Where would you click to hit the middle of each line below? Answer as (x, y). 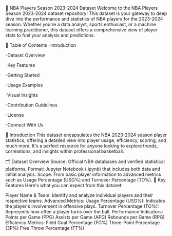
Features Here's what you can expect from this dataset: (64, 185)
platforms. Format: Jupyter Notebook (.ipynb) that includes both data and (83, 169)
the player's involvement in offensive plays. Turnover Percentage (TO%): (82, 206)
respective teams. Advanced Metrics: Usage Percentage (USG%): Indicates (85, 201)
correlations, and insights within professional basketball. (65, 151)
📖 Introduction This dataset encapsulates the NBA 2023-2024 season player (86, 135)
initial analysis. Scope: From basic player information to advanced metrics (83, 174)
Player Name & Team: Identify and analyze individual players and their (79, 195)
